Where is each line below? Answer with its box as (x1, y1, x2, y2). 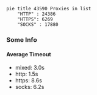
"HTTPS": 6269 (17, 16, 53, 22)
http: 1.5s (15, 70, 38, 78)
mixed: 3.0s (15, 64, 45, 71)
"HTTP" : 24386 (17, 11, 56, 17)
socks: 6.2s (15, 84, 45, 91)
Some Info (6, 35, 38, 44)
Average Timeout (6, 50, 51, 57)
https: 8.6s (15, 77, 43, 84)
